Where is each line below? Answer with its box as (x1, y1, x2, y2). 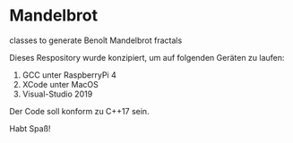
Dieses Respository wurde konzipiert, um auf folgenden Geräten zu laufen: (9, 52, 285, 63)
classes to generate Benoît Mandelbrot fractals (9, 35, 183, 46)
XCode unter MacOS (22, 79, 99, 89)
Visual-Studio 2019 (22, 88, 93, 99)
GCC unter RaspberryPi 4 (22, 69, 116, 80)
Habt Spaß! (9, 122, 51, 134)
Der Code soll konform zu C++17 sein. (9, 105, 150, 116)
